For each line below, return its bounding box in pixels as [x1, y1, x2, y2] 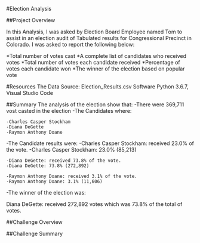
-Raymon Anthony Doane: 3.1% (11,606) [6, 179, 103, 184]
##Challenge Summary [6, 230, 63, 237]
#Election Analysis [6, 5, 52, 12]
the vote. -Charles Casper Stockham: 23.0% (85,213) [6, 146, 137, 153]
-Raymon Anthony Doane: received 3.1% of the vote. [6, 173, 137, 179]
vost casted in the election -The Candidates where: [6, 107, 132, 114]
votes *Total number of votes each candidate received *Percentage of [6, 59, 180, 66]
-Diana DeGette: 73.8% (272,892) [6, 163, 90, 169]
